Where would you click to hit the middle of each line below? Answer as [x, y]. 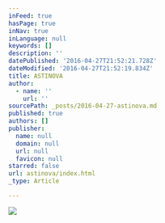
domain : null [38, 143]
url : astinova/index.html [52, 174]
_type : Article [34, 181]
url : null [32, 151]
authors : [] [28, 121]
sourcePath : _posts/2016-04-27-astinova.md [83, 106]
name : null [34, 136]
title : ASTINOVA [36, 76]
